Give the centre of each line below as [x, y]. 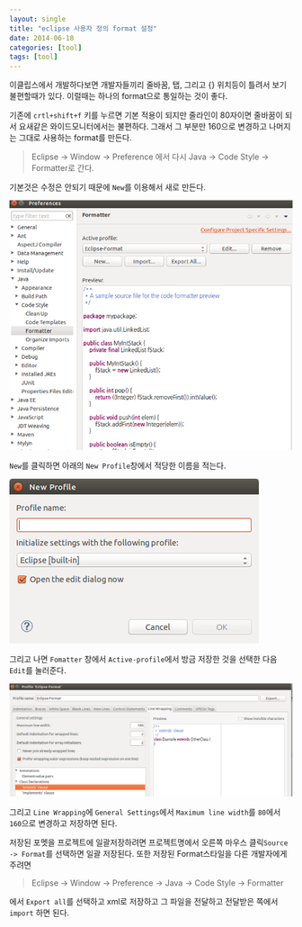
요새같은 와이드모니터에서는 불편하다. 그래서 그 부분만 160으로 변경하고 [143, 127]
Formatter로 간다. [62, 168]
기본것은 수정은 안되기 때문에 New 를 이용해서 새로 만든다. [108, 187]
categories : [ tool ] [46, 48]
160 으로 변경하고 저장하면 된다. [63, 823]
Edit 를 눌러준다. [38, 670]
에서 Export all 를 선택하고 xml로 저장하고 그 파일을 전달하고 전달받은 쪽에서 [144, 902]
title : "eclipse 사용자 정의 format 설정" [83, 28]
